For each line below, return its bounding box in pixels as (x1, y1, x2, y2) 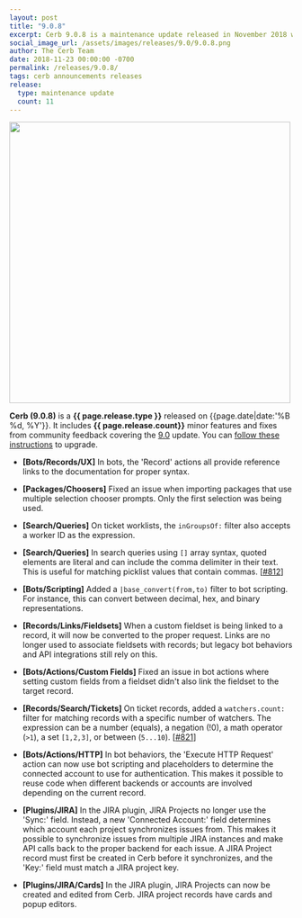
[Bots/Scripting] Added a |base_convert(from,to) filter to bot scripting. (22, 584, 289, 595)
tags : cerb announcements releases (9, 72, 143, 81)
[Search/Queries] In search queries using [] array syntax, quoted (22, 547, 267, 558)
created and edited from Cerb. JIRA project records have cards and (22, 889, 272, 900)
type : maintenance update (17, 88, 115, 97)
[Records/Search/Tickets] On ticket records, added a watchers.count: (22, 703, 286, 714)
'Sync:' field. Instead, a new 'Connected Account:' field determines (22, 814, 271, 825)
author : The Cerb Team (9, 47, 94, 56)
